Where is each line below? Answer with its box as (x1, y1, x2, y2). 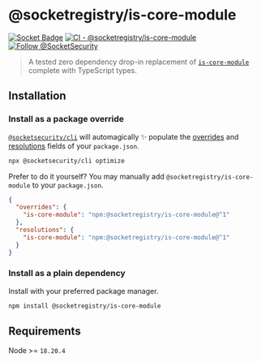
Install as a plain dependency (8, 268, 126, 279)
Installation (8, 89, 66, 103)
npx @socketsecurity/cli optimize (8, 157, 126, 165)
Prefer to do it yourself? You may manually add (8, 171, 165, 181)
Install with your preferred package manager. (8, 286, 159, 295)
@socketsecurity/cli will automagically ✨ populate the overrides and (8, 131, 239, 141)
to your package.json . (32, 180, 104, 190)
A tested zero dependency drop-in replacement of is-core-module (28, 57, 250, 67)
